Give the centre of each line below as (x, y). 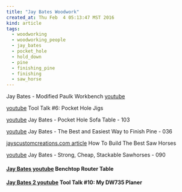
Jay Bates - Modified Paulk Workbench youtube (66, 97)
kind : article (24, 23)
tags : (13, 29)
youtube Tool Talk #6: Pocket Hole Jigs (55, 108)
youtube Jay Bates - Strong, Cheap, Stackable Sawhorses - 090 (86, 155)
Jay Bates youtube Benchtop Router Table (60, 168)
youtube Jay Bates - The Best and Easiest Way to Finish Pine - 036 (89, 132)
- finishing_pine (33, 68)
